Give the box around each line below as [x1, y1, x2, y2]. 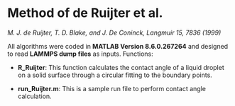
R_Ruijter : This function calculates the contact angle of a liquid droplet [17, 63, 225, 71]
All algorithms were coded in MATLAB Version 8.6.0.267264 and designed [7, 42, 229, 50]
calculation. [17, 92, 52, 100]
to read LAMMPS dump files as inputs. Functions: [7, 49, 154, 58]
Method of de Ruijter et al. [7, 5, 163, 21]
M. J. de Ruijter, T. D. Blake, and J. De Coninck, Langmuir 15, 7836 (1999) [7, 28, 222, 37]
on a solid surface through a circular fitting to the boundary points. [17, 71, 213, 79]
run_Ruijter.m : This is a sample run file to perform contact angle [17, 84, 206, 93]
